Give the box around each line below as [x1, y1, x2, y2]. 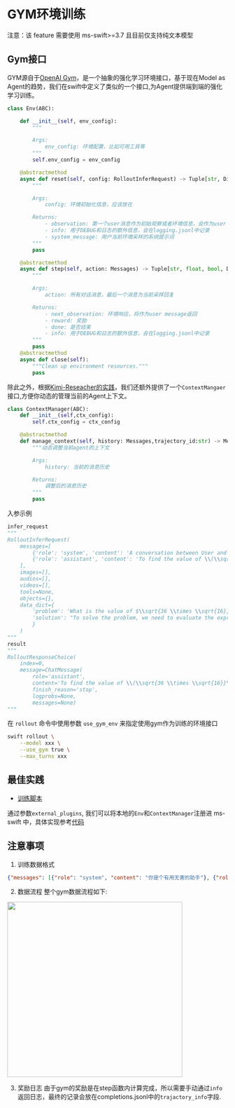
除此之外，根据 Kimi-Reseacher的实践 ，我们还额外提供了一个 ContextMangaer [7, 383, 226, 391]
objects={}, [20, 595, 55, 602]
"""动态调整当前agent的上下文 [32, 444, 110, 451]
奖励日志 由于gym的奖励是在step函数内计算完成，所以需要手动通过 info [17, 1084, 222, 1093]
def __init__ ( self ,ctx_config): [20, 412, 114, 419]
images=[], [20, 569, 52, 576]
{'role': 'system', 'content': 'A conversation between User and [32, 549, 227, 556]
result [7, 640, 27, 647]
